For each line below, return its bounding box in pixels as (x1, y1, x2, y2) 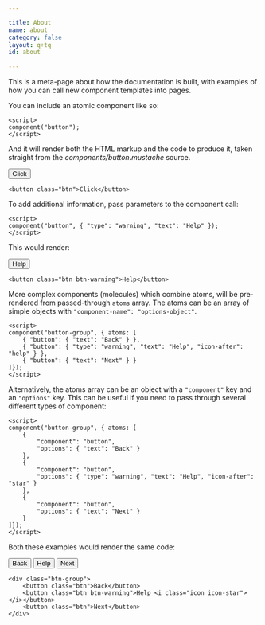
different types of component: (8, 401, 107, 411)
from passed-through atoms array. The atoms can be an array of (39, 298, 250, 307)
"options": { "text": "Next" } (37, 507, 141, 516)
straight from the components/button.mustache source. (8, 153, 191, 162)
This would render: (8, 243, 70, 252)
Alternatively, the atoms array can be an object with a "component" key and (8, 385, 252, 394)
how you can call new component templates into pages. (8, 85, 192, 96)
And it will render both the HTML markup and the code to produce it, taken (8, 144, 253, 154)
